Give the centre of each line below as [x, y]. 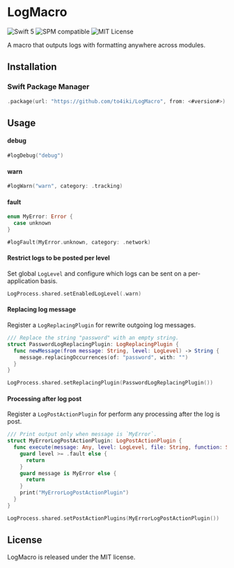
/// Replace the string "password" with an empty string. [93, 338]
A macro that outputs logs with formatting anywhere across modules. [106, 45]
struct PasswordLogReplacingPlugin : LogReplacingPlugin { [93, 344]
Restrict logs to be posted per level [58, 258]
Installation [32, 67]
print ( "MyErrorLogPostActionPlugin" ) [75, 493]
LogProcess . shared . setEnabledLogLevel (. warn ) [74, 294]
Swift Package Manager [48, 87]
